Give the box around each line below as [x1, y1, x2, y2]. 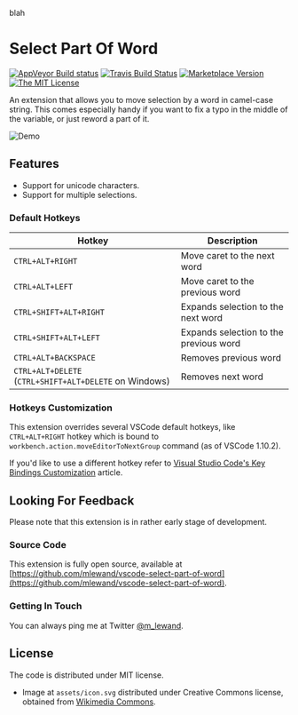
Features [9, 156, 59, 171]
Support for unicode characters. [21, 179, 140, 190]
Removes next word [180, 370, 263, 383]
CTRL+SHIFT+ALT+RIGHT [13, 307, 105, 318]
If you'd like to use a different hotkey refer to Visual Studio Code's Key [9, 457, 266, 469]
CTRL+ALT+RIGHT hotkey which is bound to [9, 431, 160, 442]
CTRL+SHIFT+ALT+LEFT [13, 333, 100, 343]
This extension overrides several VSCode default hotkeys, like [9, 422, 236, 433]
